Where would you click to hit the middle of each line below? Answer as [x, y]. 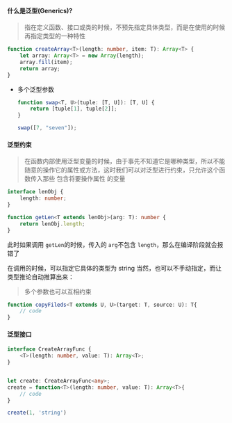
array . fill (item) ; [46, 62]
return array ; [40, 69]
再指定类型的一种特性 [55, 36]
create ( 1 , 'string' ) [37, 413]
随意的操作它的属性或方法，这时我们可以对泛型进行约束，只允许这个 [122, 170]
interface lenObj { [35, 192]
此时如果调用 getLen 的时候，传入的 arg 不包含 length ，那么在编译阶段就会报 [115, 244]
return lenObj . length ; [52, 224]
